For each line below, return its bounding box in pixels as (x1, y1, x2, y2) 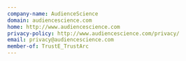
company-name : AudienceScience (7, 10, 99, 18)
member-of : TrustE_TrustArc (7, 43, 90, 50)
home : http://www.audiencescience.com (7, 23, 120, 30)
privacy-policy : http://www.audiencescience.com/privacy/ (7, 29, 180, 37)
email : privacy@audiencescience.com (7, 36, 114, 43)
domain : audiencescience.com (7, 17, 92, 24)
